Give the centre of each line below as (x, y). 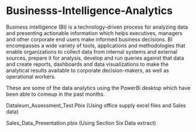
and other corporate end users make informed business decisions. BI (89, 39)
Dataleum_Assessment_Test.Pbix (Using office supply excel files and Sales (96, 105)
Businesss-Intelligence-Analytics (90, 11)
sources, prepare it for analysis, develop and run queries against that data (95, 58)
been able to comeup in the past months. (56, 94)
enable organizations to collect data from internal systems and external (92, 51)
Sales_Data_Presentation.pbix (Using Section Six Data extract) (81, 123)
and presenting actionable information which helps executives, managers (94, 33)
